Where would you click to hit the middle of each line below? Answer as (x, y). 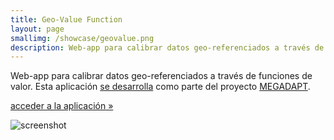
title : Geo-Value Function (66, 19)
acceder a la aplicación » (62, 106)
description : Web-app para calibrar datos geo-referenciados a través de (167, 47)
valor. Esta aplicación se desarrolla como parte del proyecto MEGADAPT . (160, 87)
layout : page (37, 29)
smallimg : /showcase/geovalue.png (82, 38)
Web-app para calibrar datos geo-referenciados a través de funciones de (161, 76)
